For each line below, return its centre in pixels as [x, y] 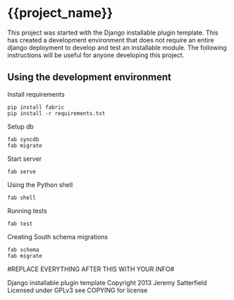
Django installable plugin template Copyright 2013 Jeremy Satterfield [107, 282]
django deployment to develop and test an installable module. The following [117, 47]
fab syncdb [23, 139]
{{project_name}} [60, 13]
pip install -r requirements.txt [56, 113]
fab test [20, 224]
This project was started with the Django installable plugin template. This [113, 32]
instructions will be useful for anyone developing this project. [96, 55]
